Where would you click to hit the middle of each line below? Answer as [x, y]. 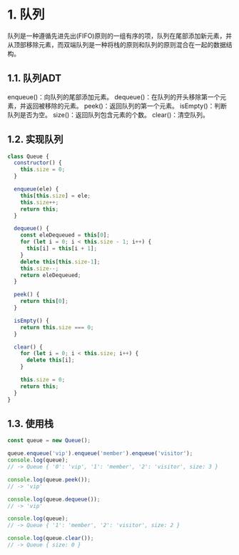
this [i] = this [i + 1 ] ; [62, 249]
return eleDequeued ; [51, 275]
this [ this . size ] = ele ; [56, 196]
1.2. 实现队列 [35, 140]
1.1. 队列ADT [35, 78]
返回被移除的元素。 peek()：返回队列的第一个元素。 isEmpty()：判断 [126, 106]
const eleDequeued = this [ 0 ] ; [65, 235]
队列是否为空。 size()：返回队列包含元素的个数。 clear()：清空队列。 [108, 114]
